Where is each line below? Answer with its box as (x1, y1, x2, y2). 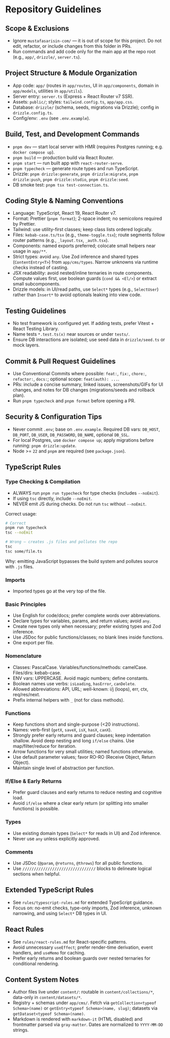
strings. (12, 1027, 29, 1033)
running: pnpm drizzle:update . (12, 442, 77, 449)
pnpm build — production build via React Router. (12, 154, 114, 160)
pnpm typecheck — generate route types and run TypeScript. (12, 165, 139, 171)
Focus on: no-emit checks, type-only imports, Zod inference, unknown (12, 905, 162, 911)
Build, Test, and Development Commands (5, 130, 140, 139)
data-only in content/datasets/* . (12, 994, 82, 1001)
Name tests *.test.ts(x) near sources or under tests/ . (12, 331, 130, 337)
